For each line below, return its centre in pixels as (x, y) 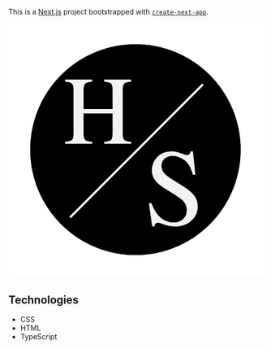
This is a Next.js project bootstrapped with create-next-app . (109, 12)
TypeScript (39, 337)
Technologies (44, 300)
